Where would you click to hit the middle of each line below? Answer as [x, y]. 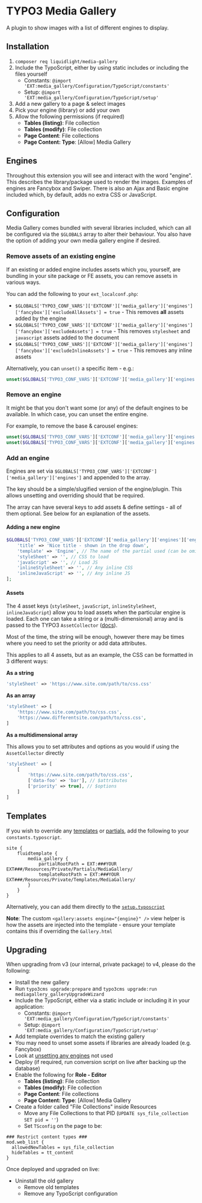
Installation [28, 47]
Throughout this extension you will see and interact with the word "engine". [99, 175]
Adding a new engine [33, 527]
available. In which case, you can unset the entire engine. [77, 414]
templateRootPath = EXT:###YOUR [79, 874]
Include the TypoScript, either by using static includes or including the [102, 67]
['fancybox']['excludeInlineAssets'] [62, 351]
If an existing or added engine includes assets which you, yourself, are [93, 269]
